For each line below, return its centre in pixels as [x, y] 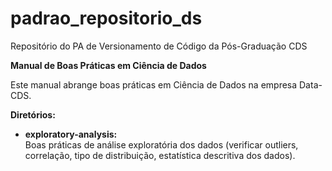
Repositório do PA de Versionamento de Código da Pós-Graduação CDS [159, 46]
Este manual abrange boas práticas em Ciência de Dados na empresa [154, 84]
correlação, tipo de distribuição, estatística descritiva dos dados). [160, 155]
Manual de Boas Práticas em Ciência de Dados [108, 65]
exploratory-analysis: [71, 134]
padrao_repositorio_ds [106, 18]
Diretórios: [33, 114]
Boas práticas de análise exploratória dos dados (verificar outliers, [161, 144]
